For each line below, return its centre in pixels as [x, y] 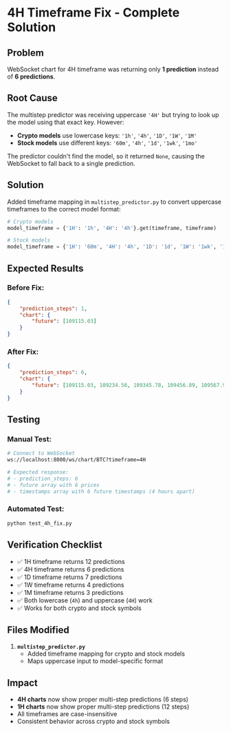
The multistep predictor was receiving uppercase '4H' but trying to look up [113, 114]
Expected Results [45, 268]
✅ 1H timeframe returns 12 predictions [71, 561]
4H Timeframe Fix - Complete [93, 13]
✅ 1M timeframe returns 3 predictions [70, 592]
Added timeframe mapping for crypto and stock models [106, 654]
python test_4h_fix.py [40, 523]
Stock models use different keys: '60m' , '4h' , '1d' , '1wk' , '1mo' [107, 143]
